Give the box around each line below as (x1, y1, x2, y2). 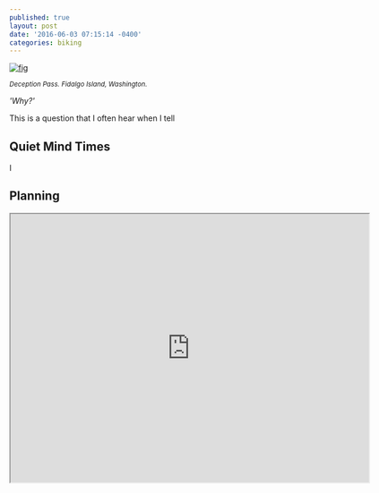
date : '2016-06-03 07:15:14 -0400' (9, 30, 142, 38)
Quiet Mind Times (9, 139, 110, 154)
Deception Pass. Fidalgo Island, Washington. (9, 80, 148, 89)
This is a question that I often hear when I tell (9, 113, 176, 123)
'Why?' (9, 96, 36, 106)
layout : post (9, 21, 58, 30)
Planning (9, 189, 60, 204)
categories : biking (9, 38, 82, 47)
